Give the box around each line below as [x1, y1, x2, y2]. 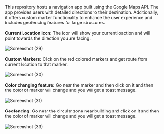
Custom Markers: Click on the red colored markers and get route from [5, 56, 148, 62]
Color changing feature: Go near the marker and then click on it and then [5, 82, 154, 88]
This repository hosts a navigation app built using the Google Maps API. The [5, 4, 159, 10]
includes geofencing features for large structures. [5, 20, 105, 25]
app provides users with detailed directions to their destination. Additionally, [5, 9, 158, 15]
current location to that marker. [5, 61, 68, 67]
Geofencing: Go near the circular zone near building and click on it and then [5, 108, 159, 114]
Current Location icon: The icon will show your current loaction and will [5, 30, 151, 36]
